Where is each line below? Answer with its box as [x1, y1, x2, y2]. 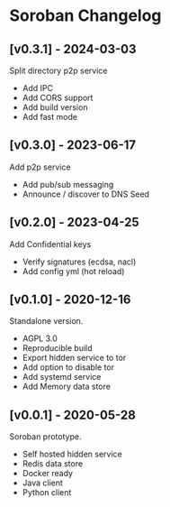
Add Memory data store [22, 381, 111, 392]
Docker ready [22, 468, 74, 479]
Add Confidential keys [9, 238, 92, 249]
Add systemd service [22, 372, 102, 383]
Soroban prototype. [9, 431, 82, 442]
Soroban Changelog [9, 5, 162, 26]
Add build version [22, 102, 88, 113]
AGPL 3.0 [22, 333, 58, 344]
